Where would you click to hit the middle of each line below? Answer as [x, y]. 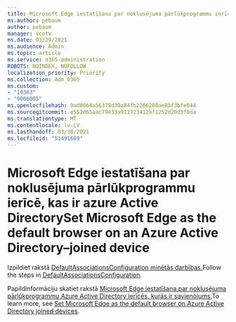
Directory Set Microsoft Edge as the [112, 218]
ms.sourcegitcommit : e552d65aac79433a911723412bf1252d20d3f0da [102, 112]
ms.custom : [23, 86]
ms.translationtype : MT [42, 118]
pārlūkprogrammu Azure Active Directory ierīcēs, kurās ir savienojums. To [113, 296]
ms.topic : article [34, 54]
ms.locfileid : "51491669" [45, 138]
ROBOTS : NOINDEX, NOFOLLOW [47, 66]
